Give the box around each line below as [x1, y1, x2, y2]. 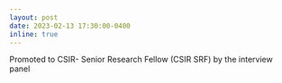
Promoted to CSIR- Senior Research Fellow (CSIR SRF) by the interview [9, 54, 273, 65]
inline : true [9, 29, 59, 38]
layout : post [9, 12, 59, 22]
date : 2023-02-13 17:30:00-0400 [9, 21, 131, 30]
